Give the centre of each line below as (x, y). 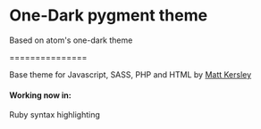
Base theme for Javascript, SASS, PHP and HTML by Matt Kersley (130, 74)
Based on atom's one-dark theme (71, 40)
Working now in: (40, 95)
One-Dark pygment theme (109, 16)
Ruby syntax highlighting (55, 115)
